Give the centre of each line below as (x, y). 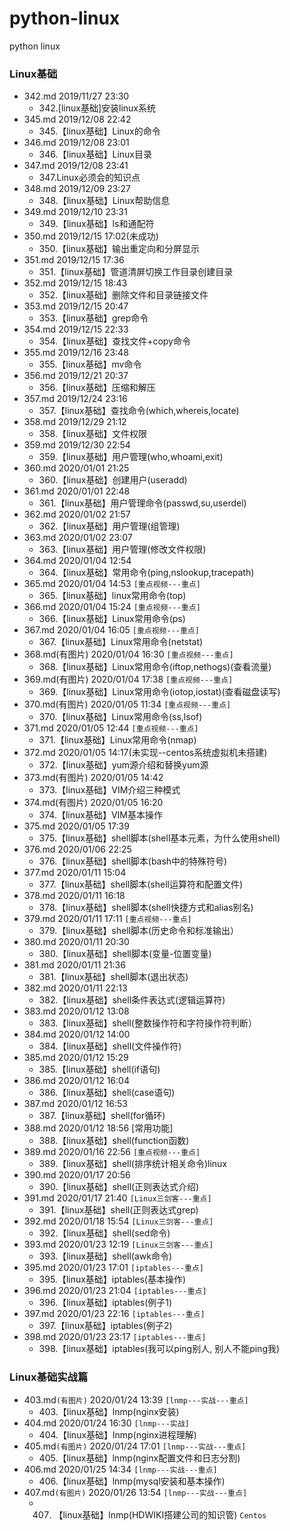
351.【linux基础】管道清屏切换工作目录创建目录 (136, 272)
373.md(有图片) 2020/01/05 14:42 (93, 778)
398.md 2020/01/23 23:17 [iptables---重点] (115, 1337)
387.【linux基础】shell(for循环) (102, 1116)
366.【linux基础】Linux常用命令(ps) (112, 619)
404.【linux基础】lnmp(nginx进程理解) (117, 1434)
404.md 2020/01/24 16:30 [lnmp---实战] (106, 1423)
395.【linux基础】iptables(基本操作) (112, 1279)
